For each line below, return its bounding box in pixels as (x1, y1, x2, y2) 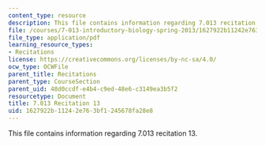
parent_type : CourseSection (8, 77, 101, 85)
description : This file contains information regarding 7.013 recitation (8, 19, 256, 27)
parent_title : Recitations (8, 70, 97, 78)
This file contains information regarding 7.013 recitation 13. (8, 129, 198, 138)
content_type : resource (8, 11, 87, 20)
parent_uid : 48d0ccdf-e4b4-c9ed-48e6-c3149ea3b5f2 (8, 84, 178, 93)
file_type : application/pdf (8, 33, 101, 42)
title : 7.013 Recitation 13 (8, 99, 101, 107)
